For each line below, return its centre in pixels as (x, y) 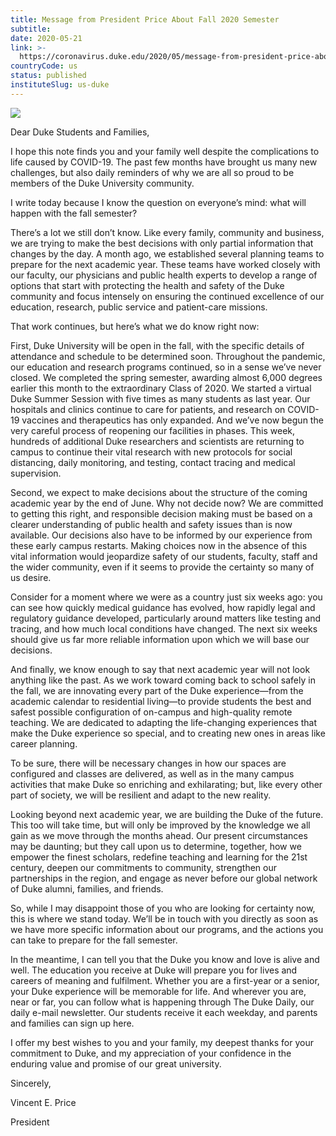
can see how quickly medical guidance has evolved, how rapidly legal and (163, 607)
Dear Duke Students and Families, (80, 132)
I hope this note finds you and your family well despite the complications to (165, 151)
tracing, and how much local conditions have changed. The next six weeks (164, 628)
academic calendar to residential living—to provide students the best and (161, 701)
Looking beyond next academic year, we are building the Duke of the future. (167, 814)
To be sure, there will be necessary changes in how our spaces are (148, 763)
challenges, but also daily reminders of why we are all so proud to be (152, 172)
